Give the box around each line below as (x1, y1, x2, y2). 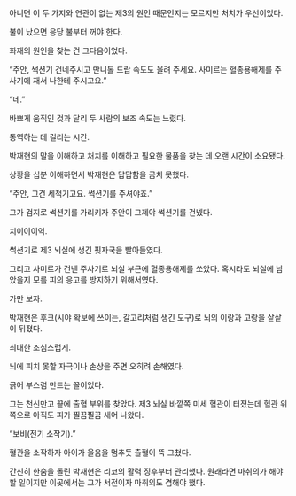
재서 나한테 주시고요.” (32, 75, 107, 86)
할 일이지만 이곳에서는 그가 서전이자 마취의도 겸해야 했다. (9, 477, 206, 487)
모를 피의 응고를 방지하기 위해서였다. (32, 275, 159, 285)
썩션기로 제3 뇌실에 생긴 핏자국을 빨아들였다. (9, 244, 164, 255)
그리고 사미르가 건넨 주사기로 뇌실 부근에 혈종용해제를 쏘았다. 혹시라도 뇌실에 (9, 264, 275, 274)
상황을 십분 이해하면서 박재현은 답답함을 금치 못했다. (9, 169, 189, 180)
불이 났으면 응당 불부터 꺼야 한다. (9, 27, 123, 37)
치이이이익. (9, 226, 48, 236)
